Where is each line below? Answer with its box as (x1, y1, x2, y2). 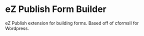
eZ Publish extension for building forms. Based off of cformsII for (5, 20, 139, 26)
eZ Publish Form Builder (5, 3, 106, 15)
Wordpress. (5, 25, 29, 31)
